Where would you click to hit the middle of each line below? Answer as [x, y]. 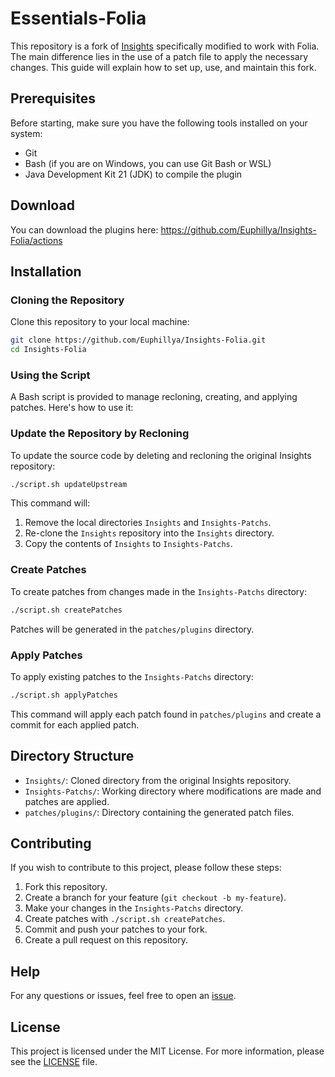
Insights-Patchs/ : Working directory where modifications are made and [173, 791]
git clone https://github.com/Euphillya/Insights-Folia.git [138, 340]
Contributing [51, 843]
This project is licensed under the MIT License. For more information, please [167, 1051]
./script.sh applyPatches [64, 695]
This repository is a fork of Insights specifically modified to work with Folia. [165, 46]
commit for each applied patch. [75, 724]
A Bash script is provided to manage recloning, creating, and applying [154, 397]
